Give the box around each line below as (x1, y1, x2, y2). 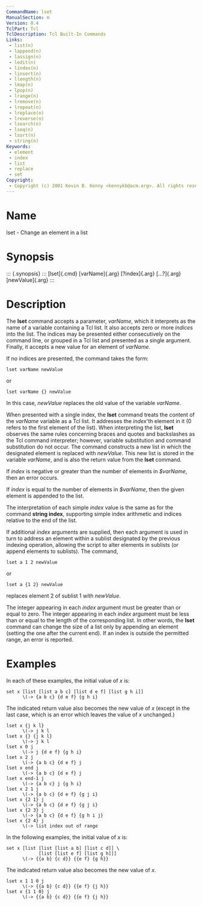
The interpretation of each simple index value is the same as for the (6, 503, 173, 511)
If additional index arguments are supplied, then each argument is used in (6, 528, 188, 535)
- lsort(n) (8, 132, 36, 139)
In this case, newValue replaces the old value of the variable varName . (6, 399, 182, 406)
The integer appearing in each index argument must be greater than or (6, 604, 182, 611)
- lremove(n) (8, 98, 42, 104)
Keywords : (6, 143, 31, 150)
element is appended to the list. (6, 492, 84, 499)
